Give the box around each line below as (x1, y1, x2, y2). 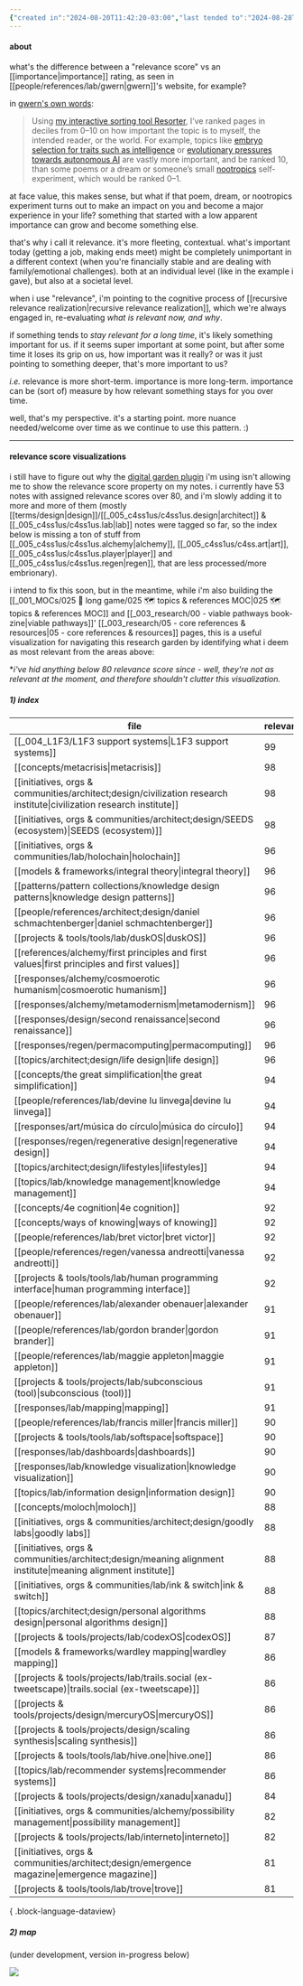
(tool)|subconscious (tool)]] (14, 1387, 133, 1399)
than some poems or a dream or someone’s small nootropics (31, 164, 257, 174)
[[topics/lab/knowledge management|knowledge (14, 1176, 221, 1188)
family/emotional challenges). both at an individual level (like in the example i (9, 266, 294, 276)
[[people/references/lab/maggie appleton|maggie (14, 1350, 225, 1362)
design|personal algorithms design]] (14, 1616, 169, 1628)
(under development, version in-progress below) (9, 1949, 190, 1960)
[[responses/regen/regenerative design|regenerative (14, 1135, 238, 1148)
